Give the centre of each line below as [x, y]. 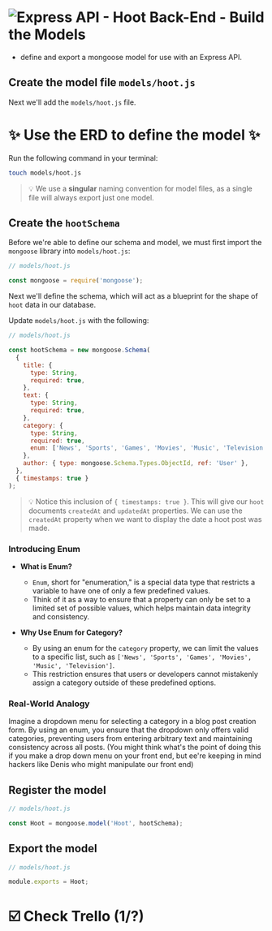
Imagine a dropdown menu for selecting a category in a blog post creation [132, 722]
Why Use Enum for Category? [71, 632]
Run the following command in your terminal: [83, 157]
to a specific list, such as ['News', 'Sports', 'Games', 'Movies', [142, 657]
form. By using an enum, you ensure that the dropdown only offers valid [129, 730]
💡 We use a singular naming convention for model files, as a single [140, 188]
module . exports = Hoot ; [49, 882]
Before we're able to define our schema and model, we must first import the [135, 243]
